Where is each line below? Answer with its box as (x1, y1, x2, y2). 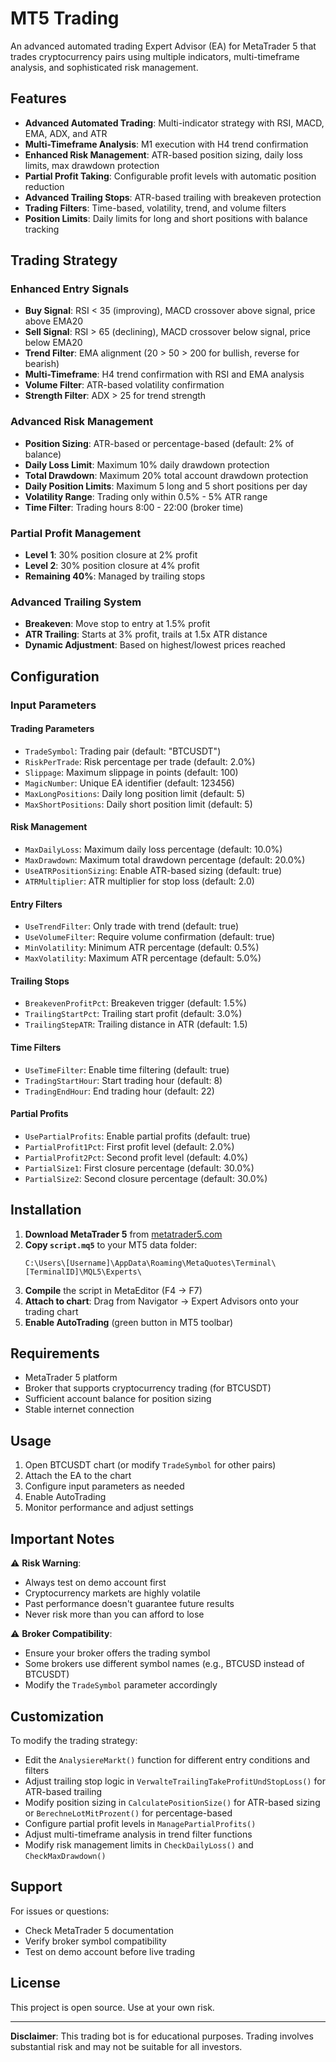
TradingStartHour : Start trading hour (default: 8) (24, 1074, 223, 1086)
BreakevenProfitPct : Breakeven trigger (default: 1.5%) (24, 997, 247, 1009)
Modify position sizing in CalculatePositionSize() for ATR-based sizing (24, 1796, 321, 1808)
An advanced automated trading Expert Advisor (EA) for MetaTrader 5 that (10, 40, 317, 52)
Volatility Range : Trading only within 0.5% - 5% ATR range (24, 490, 268, 502)
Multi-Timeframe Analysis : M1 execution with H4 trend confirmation (24, 138, 309, 150)
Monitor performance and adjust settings (24, 1502, 194, 1514)
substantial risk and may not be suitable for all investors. (10, 2040, 243, 2052)
